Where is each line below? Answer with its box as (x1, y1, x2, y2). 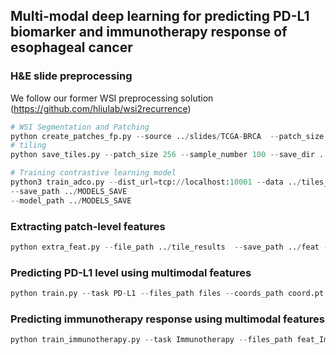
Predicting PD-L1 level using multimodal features (10, 265, 252, 279)
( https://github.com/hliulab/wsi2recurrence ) (10, 102, 192, 114)
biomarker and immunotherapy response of (10, 24, 288, 41)
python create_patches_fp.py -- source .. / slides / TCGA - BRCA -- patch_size (10, 131, 325, 141)
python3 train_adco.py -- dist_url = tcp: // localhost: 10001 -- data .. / (10, 177, 302, 188)
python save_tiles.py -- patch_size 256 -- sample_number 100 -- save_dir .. (10, 150, 329, 160)
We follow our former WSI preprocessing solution (10, 92, 214, 104)
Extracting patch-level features (10, 219, 166, 233)
